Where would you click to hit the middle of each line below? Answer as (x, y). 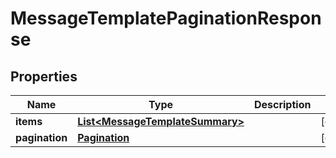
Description (282, 104)
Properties (44, 76)
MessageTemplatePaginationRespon (166, 18)
